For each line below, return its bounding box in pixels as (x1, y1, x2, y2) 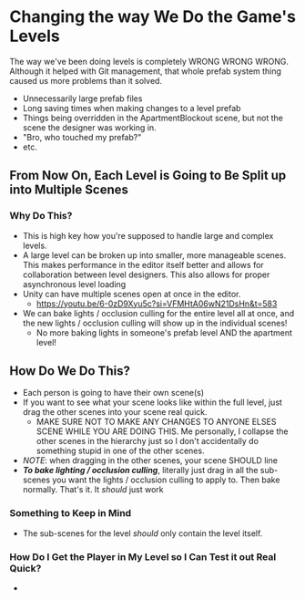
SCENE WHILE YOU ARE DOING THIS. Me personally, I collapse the (36, 426, 289, 437)
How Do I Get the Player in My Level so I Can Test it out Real (9, 550, 277, 563)
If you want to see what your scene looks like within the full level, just (22, 397, 282, 408)
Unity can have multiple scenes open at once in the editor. (22, 288, 241, 299)
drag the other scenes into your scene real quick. (22, 407, 208, 418)
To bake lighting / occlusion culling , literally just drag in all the (22, 465, 259, 476)
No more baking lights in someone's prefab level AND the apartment (36, 326, 293, 338)
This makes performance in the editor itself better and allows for (22, 259, 264, 270)
